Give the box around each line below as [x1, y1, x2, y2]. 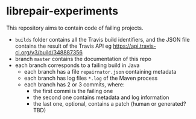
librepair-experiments [6, 4, 119, 18]
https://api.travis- [113, 42, 157, 50]
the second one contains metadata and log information [33, 94, 169, 101]
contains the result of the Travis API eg [14, 42, 112, 50]
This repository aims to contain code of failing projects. [6, 24, 144, 31]
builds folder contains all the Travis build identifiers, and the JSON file [14, 36, 190, 43]
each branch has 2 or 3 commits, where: [24, 80, 125, 88]
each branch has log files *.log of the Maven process [24, 74, 158, 82]
